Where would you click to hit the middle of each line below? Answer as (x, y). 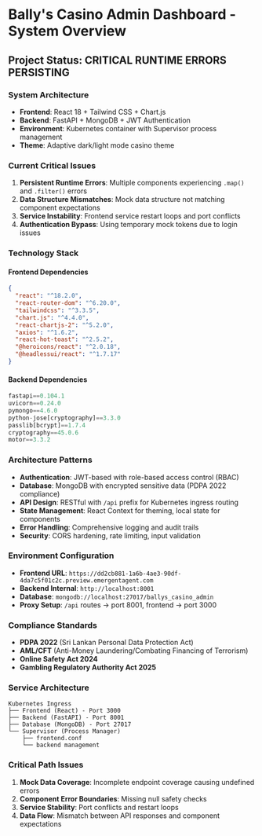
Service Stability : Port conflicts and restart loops (99, 807)
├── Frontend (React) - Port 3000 (65, 711)
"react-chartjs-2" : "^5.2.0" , (64, 325)
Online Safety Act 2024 (58, 659)
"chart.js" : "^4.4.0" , (52, 317)
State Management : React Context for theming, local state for (120, 510)
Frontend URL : (43, 573)
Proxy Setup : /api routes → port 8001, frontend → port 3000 (118, 605)
